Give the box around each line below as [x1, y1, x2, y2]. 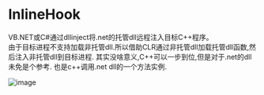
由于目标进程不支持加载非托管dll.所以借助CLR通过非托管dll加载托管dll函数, [8, 42, 250, 52]
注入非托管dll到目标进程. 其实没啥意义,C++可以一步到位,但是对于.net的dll [14, 52, 252, 61]
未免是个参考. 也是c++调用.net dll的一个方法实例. [8, 61, 168, 71]
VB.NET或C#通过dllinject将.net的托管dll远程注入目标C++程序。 [8, 32, 213, 42]
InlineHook [8, 5, 81, 24]
